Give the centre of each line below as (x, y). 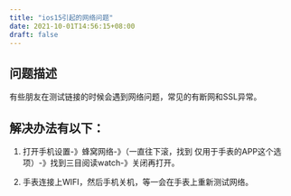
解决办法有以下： (57, 128)
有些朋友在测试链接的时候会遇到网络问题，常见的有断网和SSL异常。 (136, 97)
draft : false (34, 34)
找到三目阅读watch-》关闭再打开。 (115, 163)
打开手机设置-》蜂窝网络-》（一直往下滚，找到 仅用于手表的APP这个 (148, 151)
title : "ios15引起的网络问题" (61, 18)
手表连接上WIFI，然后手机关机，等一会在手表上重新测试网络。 (138, 182)
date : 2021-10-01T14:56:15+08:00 (72, 26)
